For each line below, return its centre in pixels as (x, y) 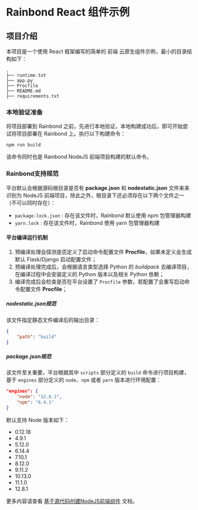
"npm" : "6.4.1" (36, 402)
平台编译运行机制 (27, 237)
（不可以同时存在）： (31, 202)
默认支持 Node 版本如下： (38, 420)
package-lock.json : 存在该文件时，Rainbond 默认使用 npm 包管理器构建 (103, 215)
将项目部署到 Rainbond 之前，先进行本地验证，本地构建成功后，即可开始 (95, 126)
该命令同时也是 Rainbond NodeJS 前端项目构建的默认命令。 (79, 157)
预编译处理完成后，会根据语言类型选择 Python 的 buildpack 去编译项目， (103, 267)
